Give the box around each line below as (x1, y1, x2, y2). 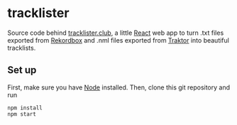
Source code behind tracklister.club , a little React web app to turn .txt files (7, 28, 224, 37)
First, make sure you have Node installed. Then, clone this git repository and (7, 83, 231, 92)
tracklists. (7, 43, 36, 52)
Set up (7, 64, 37, 76)
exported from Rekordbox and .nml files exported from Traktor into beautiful (7, 36, 229, 44)
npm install (7, 104, 43, 112)
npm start (7, 110, 37, 118)
